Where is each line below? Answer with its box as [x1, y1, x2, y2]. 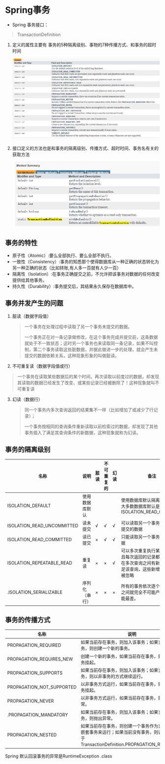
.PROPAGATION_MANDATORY [7, 712, 68, 718]
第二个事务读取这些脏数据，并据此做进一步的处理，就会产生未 [33, 346, 158, 352]
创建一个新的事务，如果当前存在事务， [81, 653, 159, 659]
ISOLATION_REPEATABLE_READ [7, 560, 73, 566]
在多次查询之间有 [121, 560, 156, 566]
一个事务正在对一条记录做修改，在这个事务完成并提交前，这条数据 [24, 334, 158, 340]
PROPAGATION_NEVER [7, 698, 54, 704]
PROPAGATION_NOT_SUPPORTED [7, 684, 77, 690]
